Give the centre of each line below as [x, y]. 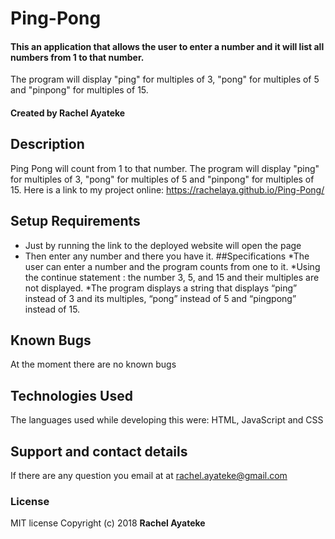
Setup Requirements [75, 221]
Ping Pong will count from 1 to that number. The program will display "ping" [165, 168]
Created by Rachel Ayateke [68, 113]
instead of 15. [52, 309]
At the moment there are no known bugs [93, 364]
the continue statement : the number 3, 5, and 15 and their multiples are [172, 277]
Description [47, 144]
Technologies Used [71, 395]
